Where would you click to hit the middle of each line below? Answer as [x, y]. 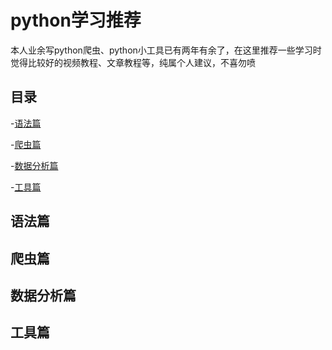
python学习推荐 [76, 20]
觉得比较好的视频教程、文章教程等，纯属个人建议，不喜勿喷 [133, 62]
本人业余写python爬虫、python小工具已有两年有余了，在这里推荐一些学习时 [166, 50]
